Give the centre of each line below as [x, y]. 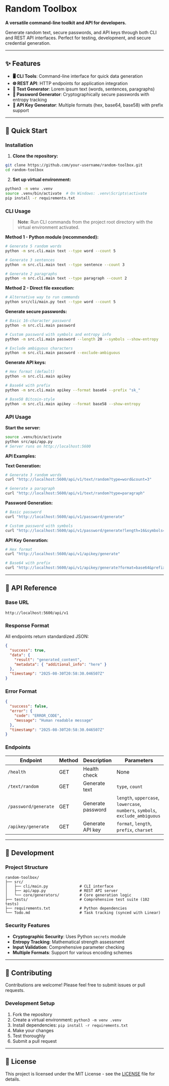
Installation [19, 145]
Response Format [27, 625]
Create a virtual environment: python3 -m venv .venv [67, 1020]
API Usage [18, 417]
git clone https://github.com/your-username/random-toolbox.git [74, 165]
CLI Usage [18, 211]
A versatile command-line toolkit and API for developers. [66, 23]
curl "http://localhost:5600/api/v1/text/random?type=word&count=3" [78, 480]
